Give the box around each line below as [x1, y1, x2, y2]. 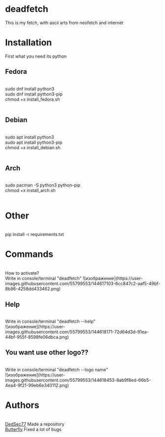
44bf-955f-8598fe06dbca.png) [5, 334, 69, 340]
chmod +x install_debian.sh [5, 144, 61, 151]
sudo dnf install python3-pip [5, 91, 63, 97]
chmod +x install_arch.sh [5, 187, 56, 193]
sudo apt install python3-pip [5, 139, 63, 145]
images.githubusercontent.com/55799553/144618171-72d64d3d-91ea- [5, 329, 149, 335]
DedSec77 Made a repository [5, 421, 65, 427]
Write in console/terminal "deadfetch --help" [5, 318, 96, 324]
